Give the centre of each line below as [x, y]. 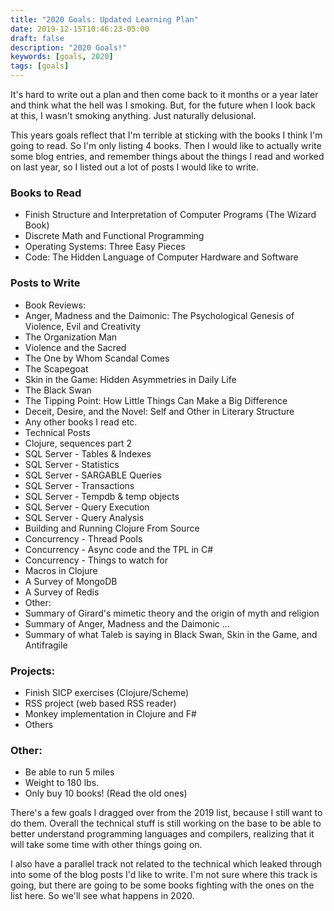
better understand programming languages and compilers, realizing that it [162, 834]
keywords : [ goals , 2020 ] [62, 57]
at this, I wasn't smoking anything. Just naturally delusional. [133, 115]
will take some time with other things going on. [106, 845]
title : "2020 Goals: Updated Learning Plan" [104, 19]
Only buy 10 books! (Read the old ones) [106, 793]
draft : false [37, 38]
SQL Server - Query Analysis [84, 517]
